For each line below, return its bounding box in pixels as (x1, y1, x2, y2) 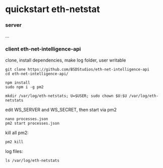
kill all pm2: (5, 130, 29, 136)
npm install (5, 80, 30, 85)
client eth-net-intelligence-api (5, 45, 81, 52)
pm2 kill (5, 139, 24, 144)
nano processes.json (5, 116, 49, 122)
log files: (5, 148, 23, 154)
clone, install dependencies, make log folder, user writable (5, 57, 126, 63)
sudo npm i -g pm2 (5, 84, 44, 89)
